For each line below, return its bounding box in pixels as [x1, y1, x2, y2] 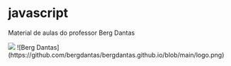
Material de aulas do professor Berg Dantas [8, 28, 135, 37]
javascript [8, 5, 69, 21]
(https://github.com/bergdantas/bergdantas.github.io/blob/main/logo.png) [8, 50, 225, 59]
